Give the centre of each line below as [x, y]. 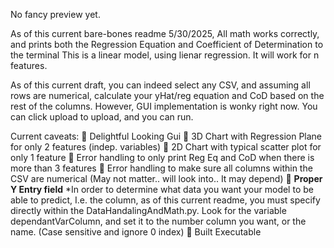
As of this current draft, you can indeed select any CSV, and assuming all [160, 85]
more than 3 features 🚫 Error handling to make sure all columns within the [161, 168]
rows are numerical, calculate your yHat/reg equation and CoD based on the [167, 95]
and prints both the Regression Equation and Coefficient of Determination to [167, 44]
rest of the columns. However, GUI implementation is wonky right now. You [164, 106]
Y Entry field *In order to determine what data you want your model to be [162, 189]
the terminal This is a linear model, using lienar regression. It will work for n [165, 55]
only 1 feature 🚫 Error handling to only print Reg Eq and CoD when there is [162, 157]
